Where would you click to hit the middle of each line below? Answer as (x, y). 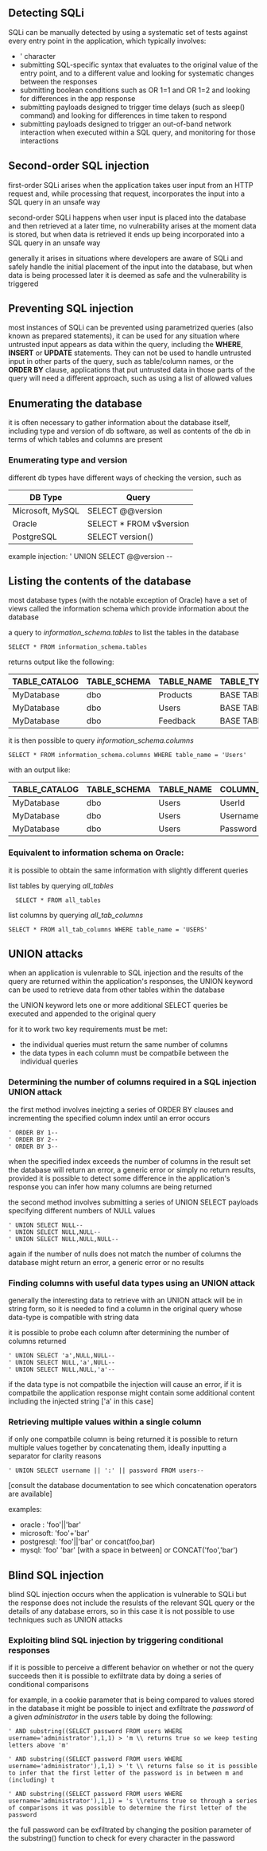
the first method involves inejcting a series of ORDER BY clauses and (121, 1109)
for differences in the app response (77, 98)
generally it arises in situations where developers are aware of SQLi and (126, 258)
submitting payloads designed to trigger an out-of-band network (126, 123)
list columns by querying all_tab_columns (76, 915)
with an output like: (39, 770)
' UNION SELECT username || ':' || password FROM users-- (106, 1471)
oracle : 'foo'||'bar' (50, 1525)
